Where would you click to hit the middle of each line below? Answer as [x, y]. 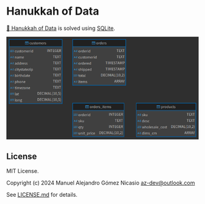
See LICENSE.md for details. [42, 195]
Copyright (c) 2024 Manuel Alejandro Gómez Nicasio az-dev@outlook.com [101, 183]
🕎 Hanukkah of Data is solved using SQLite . [61, 28]
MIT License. [23, 171]
